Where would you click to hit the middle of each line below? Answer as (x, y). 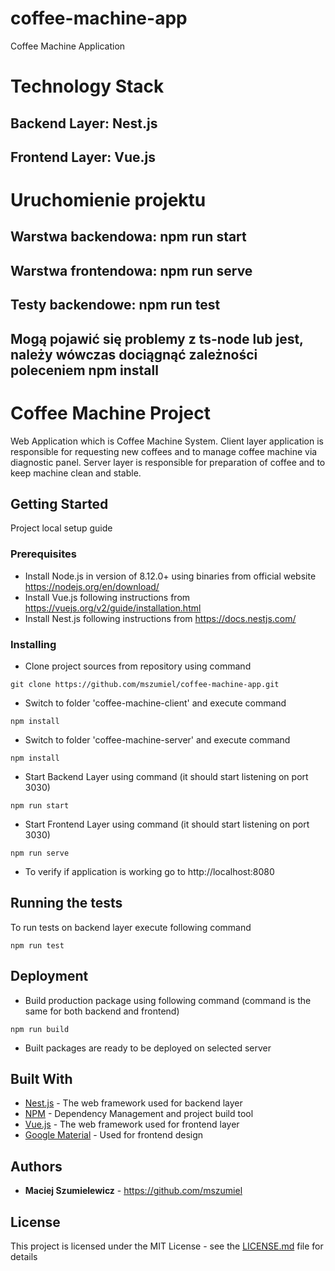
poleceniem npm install (84, 370)
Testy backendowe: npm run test (115, 305)
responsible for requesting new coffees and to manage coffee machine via (164, 451)
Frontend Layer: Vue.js (83, 157)
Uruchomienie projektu (108, 200)
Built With (41, 1079)
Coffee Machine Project (111, 413)
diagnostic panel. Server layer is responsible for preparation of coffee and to (168, 462)
